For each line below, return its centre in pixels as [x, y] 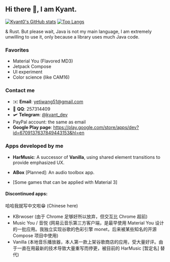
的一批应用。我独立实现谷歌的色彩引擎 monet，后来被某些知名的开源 [84, 229]
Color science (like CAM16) [41, 77]
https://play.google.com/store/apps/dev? [96, 127]
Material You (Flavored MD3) [43, 61]
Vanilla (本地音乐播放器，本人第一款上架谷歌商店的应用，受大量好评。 [86, 242]
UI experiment [27, 72]
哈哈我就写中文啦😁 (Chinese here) [42, 206]
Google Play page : [32, 127]
